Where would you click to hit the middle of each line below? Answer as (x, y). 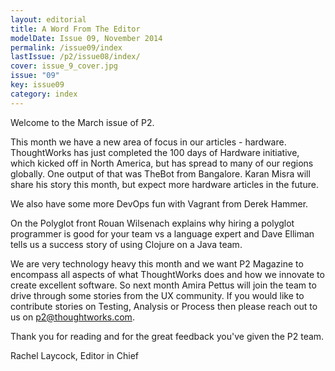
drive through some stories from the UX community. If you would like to (157, 295)
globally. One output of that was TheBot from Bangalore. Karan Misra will (160, 173)
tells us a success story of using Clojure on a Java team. (126, 244)
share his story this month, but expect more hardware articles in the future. (164, 184)
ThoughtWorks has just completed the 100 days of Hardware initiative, (155, 152)
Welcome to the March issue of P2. (82, 122)
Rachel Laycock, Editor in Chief (75, 355)
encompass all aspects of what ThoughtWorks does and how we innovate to (167, 274)
